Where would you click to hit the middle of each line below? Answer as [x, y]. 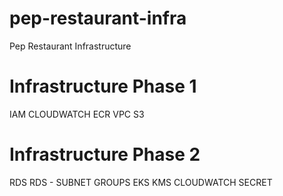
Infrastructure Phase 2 [105, 154]
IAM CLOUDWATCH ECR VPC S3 [77, 114]
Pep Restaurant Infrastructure [70, 46]
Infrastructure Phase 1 [103, 86]
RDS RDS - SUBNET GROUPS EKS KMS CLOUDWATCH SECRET [141, 182]
